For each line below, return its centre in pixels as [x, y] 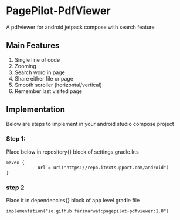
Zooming [25, 66]
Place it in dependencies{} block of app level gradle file [73, 201]
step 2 [15, 188]
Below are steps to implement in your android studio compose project [90, 124]
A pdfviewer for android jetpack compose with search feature [80, 27]
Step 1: [16, 139]
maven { [16, 162]
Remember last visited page [48, 91]
